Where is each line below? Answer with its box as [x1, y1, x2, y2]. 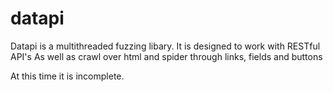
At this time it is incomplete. [10, 70, 125, 82]
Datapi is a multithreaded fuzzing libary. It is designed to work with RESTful [10, 40, 321, 52]
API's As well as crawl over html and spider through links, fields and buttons [10, 50, 323, 62]
